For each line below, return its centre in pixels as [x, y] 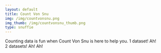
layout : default [21, 9]
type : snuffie [19, 27]
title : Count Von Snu [27, 14]
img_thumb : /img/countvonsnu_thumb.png [45, 23]
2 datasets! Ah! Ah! [24, 46]
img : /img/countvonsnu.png [32, 18]
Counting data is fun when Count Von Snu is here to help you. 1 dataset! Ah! [81, 41]
